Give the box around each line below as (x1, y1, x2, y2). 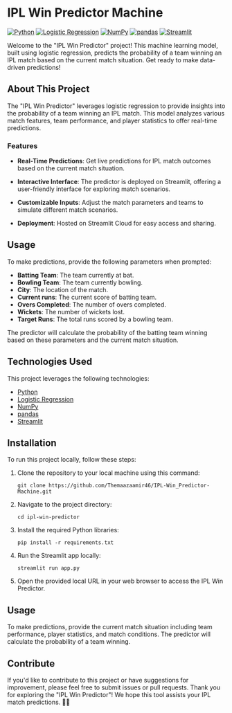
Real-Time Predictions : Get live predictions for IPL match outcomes (17, 157, 211, 165)
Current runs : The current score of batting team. (17, 293, 157, 301)
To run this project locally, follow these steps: (7, 455, 136, 464)
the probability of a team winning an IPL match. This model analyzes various (7, 109, 225, 117)
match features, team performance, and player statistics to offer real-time (7, 116, 217, 125)
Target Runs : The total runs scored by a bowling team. (17, 315, 173, 323)
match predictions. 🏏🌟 (7, 698, 71, 707)
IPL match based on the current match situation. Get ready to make (7, 55, 199, 64)
